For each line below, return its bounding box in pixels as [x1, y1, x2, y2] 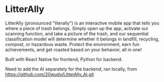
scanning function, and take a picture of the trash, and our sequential [5, 30, 149, 36]
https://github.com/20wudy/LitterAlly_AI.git [5, 71, 94, 77]
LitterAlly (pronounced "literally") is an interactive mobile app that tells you [5, 20, 159, 26]
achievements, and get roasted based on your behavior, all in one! [5, 46, 142, 52]
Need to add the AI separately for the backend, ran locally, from [5, 66, 137, 72]
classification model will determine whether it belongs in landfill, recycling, [5, 36, 159, 42]
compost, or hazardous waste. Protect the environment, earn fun [5, 41, 140, 47]
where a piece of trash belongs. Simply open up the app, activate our [5, 25, 149, 31]
